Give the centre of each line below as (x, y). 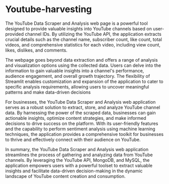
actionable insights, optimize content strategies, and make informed (76, 118)
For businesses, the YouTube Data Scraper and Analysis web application (80, 102)
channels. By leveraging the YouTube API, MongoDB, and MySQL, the (77, 160)
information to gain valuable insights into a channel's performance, (75, 71)
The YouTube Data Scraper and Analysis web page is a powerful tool (76, 23)
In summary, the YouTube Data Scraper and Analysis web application (77, 149)
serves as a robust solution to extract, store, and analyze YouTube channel (83, 107)
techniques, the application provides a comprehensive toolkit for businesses (84, 134)
